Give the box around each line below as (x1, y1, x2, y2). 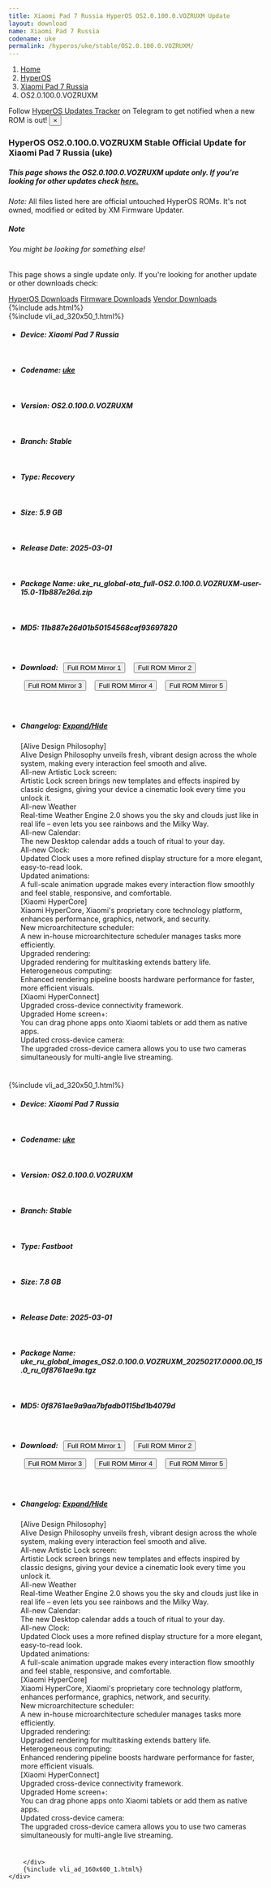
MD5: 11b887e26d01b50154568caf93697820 (19, 623, 178, 633)
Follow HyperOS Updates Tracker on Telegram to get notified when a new (8, 107, 256, 116)
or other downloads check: (8, 278, 99, 288)
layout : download (8, 20, 67, 28)
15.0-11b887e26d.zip (19, 587, 93, 597)
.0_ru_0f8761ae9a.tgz (19, 1365, 97, 1375)
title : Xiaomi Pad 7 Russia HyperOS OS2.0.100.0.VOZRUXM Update (8, 11, 230, 20)
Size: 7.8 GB (19, 1277, 62, 1286)
